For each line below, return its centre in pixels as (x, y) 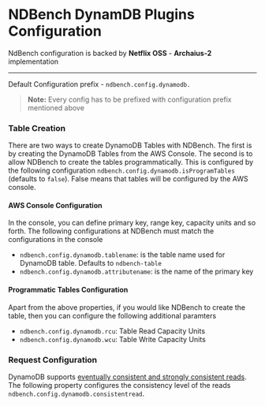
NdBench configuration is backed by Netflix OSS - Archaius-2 (110, 53)
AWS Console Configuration (55, 205)
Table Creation (37, 128)
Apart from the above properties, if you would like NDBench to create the (127, 307)
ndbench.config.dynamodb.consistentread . (77, 393)
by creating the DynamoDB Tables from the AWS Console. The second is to (131, 154)
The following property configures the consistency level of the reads (119, 385)
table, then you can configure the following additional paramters (112, 315)
